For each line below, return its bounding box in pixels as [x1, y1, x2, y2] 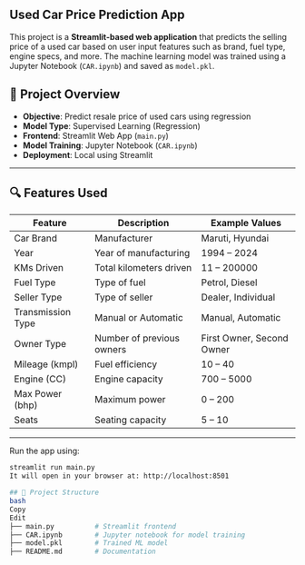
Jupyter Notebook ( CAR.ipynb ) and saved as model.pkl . [9, 60, 215, 71]
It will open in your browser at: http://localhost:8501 [9, 471, 230, 481]
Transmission [14, 306, 72, 319]
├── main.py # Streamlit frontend [9, 521, 177, 530]
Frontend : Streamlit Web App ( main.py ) [22, 130, 170, 141]
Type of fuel [93, 276, 147, 289]
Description [117, 217, 170, 230]
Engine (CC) [14, 372, 66, 385]
